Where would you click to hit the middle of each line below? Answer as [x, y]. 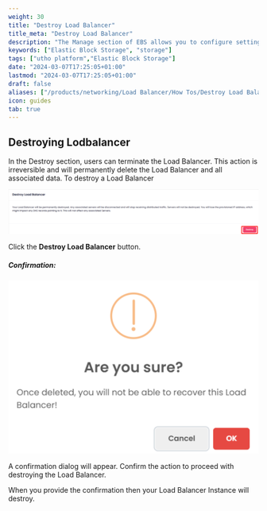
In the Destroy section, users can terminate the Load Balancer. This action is [133, 161]
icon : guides [30, 101]
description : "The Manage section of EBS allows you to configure [120, 42]
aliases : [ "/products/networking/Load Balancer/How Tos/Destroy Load [126, 92]
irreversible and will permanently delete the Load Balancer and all [115, 170]
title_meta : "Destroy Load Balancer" [71, 33]
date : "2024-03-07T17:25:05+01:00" [67, 68]
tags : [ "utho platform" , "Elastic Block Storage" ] [92, 59]
